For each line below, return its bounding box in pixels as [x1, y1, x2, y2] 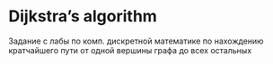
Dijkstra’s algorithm [8, 6, 158, 27]
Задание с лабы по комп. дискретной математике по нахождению [8, 36, 264, 46]
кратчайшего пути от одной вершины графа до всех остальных [8, 44, 252, 55]
